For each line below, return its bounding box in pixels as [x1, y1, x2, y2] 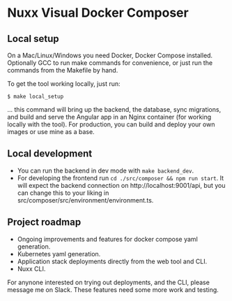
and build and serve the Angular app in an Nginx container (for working [7, 113, 212, 121]
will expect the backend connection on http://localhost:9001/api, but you [17, 181, 226, 189]
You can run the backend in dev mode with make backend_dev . [17, 166, 194, 175]
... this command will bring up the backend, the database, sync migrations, [7, 105, 222, 113]
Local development [7, 148, 93, 160]
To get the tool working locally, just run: [7, 80, 121, 88]
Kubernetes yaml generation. [17, 249, 101, 258]
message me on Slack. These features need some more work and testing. [7, 285, 219, 294]
